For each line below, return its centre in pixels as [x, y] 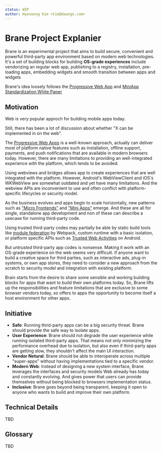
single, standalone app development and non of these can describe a [74, 213]
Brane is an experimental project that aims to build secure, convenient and [79, 51]
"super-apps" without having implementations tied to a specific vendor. [83, 361]
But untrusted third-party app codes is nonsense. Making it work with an [77, 248]
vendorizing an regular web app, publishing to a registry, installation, [73, 67]
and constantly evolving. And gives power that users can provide [77, 377]
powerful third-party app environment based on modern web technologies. [80, 57]
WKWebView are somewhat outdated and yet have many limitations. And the [81, 183]
